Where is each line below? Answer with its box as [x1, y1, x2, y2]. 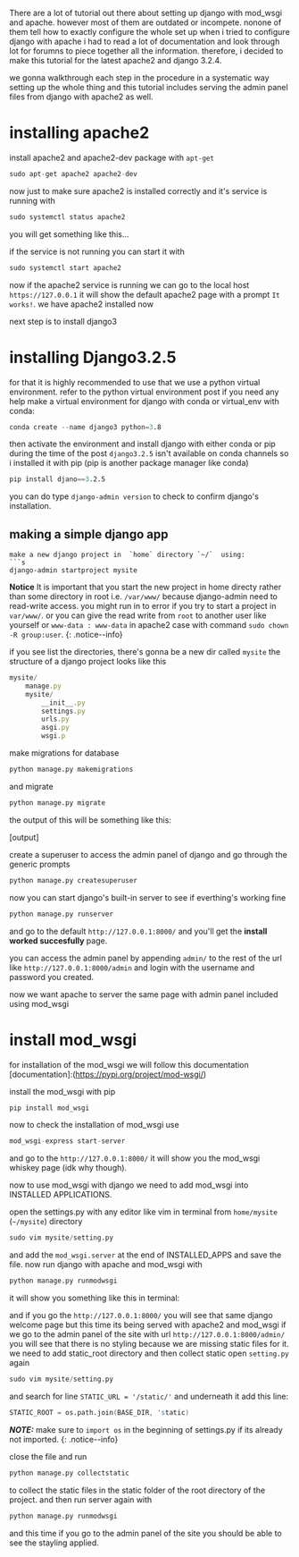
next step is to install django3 [9, 316, 118, 326]
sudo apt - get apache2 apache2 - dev [9, 169, 138, 178]
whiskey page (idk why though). [9, 1163, 128, 1173]
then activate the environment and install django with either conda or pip [9, 438, 277, 450]
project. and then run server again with [9, 1494, 153, 1505]
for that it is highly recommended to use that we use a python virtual [9, 377, 261, 387]
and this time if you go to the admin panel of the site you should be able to [9, 1527, 283, 1538]
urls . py [41, 715, 70, 723]
